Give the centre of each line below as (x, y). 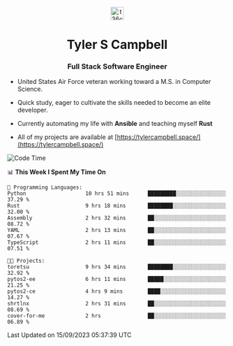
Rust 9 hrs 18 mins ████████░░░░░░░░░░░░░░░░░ (117, 206)
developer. (32, 110)
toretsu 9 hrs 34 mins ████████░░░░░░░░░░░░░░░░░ (117, 267)
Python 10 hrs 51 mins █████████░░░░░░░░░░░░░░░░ (117, 194)
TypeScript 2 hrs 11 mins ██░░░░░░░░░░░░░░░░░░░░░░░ (117, 243)
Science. (30, 89)
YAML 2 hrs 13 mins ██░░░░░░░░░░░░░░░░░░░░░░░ (117, 231)
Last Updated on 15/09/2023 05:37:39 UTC (69, 335)
